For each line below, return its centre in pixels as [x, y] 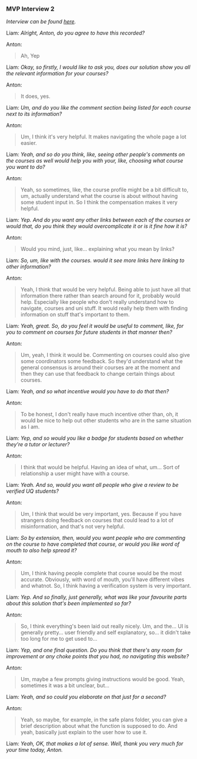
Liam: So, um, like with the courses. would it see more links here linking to [95, 260]
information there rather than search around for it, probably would [100, 296]
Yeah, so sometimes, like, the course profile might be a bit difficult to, [104, 190]
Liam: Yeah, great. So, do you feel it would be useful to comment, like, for [95, 326]
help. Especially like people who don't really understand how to [97, 302]
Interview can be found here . [41, 22]
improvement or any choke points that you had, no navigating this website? [98, 657]
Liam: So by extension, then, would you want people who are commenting [96, 538]
